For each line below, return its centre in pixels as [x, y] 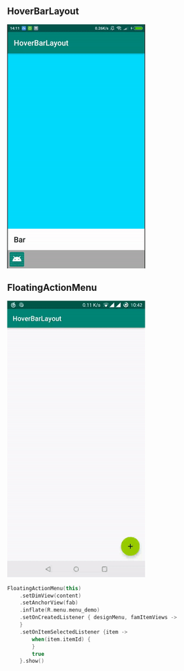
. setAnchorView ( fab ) [49, 603]
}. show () [32, 661]
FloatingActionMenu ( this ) [44, 588]
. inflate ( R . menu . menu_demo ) [60, 610]
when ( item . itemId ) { [61, 639]
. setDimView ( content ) [50, 596]
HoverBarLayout [43, 11]
